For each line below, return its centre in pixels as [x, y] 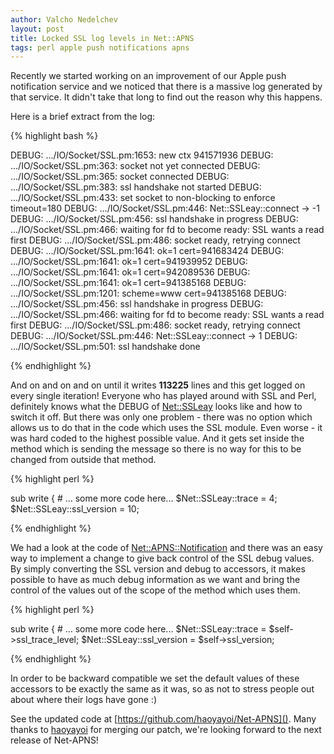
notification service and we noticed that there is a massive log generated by [166, 87]
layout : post [37, 29]
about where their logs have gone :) [84, 700]
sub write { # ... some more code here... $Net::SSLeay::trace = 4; [144, 498]
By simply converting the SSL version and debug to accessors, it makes [158, 569]
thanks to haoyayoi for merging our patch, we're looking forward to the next [166, 730]
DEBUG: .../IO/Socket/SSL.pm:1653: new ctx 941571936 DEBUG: [142, 155]
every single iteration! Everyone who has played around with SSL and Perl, [163, 396]
